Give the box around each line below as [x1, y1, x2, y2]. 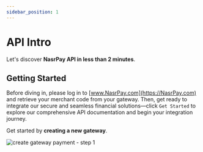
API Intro [6, 35, 51, 49]
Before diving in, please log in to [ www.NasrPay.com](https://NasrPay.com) [6, 89, 197, 96]
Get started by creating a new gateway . [6, 127, 108, 134]
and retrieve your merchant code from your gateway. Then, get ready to [6, 96, 188, 103]
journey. [6, 115, 27, 123]
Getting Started [6, 73, 67, 83]
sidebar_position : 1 [6, 9, 59, 15]
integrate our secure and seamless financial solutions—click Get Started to [6, 102, 196, 110]
